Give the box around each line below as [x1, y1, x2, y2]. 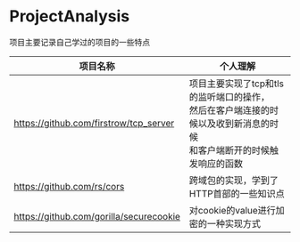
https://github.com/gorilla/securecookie [13, 210, 181, 222]
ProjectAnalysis [9, 6, 130, 27]
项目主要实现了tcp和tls [188, 77, 284, 90]
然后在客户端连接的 [188, 104, 271, 117]
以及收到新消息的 [197, 117, 271, 130]
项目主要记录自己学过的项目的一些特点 [9, 36, 150, 47]
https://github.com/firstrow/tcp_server [13, 117, 175, 129]
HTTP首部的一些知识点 [188, 187, 285, 199]
